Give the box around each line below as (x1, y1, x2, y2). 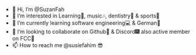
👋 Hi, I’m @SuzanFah (12, 6, 65, 13)
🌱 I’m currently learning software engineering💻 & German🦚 (12, 19, 161, 27)
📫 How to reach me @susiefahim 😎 (12, 42, 103, 48)
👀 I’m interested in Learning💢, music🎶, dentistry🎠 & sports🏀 (12, 12, 160, 19)
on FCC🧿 (12, 35, 35, 42)
